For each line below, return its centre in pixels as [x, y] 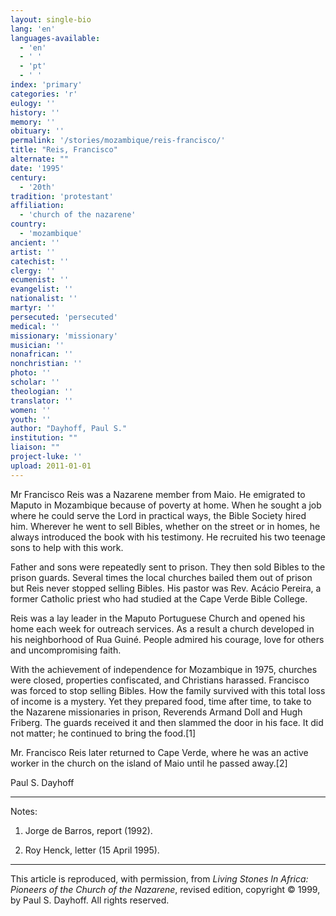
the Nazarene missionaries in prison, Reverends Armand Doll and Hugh [156, 712]
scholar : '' [35, 382]
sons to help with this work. [67, 547]
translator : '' [42, 401]
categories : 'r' [44, 94]
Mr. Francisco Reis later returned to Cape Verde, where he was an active [159, 752]
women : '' [31, 410]
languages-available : [55, 38]
